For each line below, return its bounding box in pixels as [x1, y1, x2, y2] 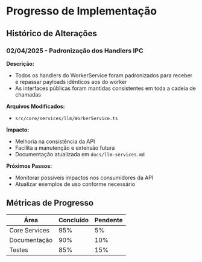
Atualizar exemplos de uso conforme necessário [14, 180, 136, 188]
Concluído [58, 216, 89, 224]
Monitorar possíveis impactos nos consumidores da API [14, 174, 154, 181]
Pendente [94, 216, 123, 224]
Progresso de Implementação [6, 4, 157, 18]
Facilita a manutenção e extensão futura [14, 144, 115, 152]
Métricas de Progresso [6, 198, 94, 208]
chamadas [14, 91, 41, 98]
